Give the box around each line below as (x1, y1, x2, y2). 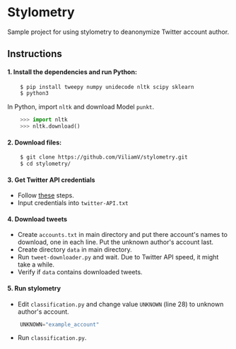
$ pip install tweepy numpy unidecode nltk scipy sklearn (20, 83, 194, 90)
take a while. (17, 260, 55, 269)
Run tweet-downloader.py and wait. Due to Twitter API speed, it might (17, 253, 219, 262)
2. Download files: (7, 138, 62, 147)
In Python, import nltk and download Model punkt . (7, 103, 155, 111)
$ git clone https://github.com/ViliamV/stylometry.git (20, 154, 189, 161)
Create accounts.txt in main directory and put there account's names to (17, 231, 228, 239)
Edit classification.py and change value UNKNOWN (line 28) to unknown (17, 300, 224, 308)
